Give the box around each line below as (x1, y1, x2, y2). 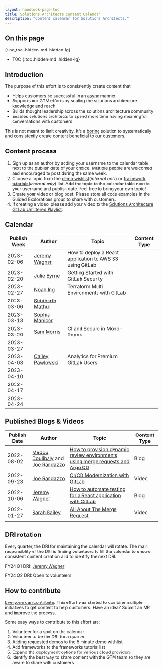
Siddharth (33, 297, 57, 304)
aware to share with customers (12, 660, 74, 666)
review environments (69, 452, 118, 459)
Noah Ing (33, 286, 55, 293)
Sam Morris (33, 328, 61, 335)
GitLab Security (67, 275, 103, 282)
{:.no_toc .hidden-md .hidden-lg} (5, 47, 71, 53)
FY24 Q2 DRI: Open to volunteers (5, 572, 72, 578)
